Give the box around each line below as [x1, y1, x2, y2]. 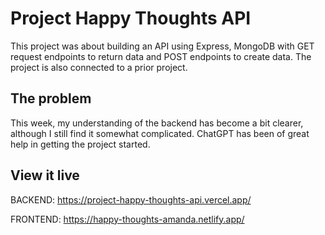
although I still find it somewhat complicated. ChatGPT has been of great [10, 127, 310, 139]
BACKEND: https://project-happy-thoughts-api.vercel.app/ [10, 193, 252, 206]
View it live [10, 167, 80, 184]
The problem [10, 90, 92, 107]
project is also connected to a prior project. [10, 61, 188, 73]
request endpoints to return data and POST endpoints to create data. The [10, 50, 312, 62]
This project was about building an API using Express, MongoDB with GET [10, 40, 315, 52]
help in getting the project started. [10, 138, 151, 150]
